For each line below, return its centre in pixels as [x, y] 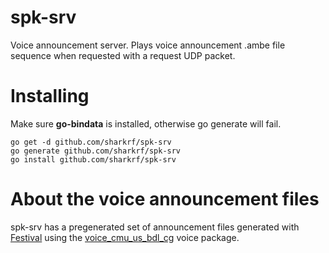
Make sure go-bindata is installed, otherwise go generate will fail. [146, 123]
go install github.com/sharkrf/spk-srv [93, 159]
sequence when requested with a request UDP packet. [123, 55]
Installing [50, 96]
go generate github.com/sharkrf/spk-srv [96, 151]
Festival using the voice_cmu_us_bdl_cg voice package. [125, 237]
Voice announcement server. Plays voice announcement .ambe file [148, 45]
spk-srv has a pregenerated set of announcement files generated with [155, 227]
